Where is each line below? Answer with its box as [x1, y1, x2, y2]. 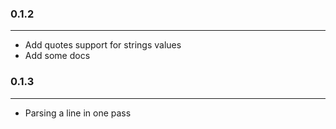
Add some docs [24, 50, 91, 62]
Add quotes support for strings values [24, 39, 182, 51]
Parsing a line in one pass [24, 107, 132, 119]
